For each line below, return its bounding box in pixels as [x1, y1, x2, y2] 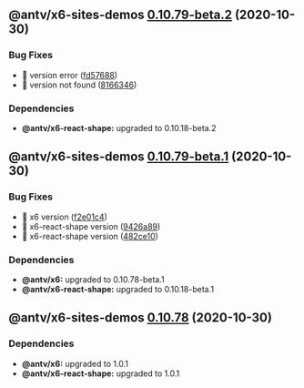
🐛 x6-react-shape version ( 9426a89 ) [21, 220, 161, 231]
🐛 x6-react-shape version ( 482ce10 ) [21, 230, 158, 241]
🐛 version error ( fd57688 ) [21, 69, 118, 80]
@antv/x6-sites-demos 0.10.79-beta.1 [8, 149, 229, 165]
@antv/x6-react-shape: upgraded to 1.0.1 [21, 368, 180, 379]
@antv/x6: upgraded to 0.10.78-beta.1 [21, 273, 165, 285]
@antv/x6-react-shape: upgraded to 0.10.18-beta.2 [21, 122, 217, 133]
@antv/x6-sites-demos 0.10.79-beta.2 [8, 7, 233, 23]
